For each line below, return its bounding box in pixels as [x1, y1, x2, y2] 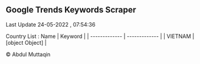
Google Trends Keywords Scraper [5, 5, 136, 15]
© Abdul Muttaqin [5, 51, 51, 58]
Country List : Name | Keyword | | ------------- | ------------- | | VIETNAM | [5, 33, 195, 40]
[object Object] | [5, 39, 47, 46]
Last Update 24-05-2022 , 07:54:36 [5, 21, 95, 28]
